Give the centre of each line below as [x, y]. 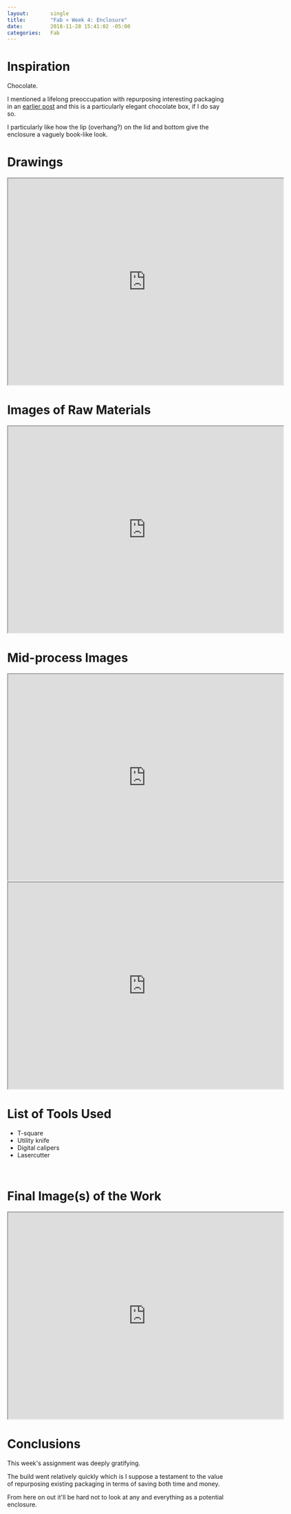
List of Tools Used [60, 1114]
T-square [30, 1133]
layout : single [38, 13]
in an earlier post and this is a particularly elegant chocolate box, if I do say [114, 107]
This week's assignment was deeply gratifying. [74, 1463]
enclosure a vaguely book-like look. [57, 134]
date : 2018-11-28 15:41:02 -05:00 [69, 26]
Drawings [35, 162]
